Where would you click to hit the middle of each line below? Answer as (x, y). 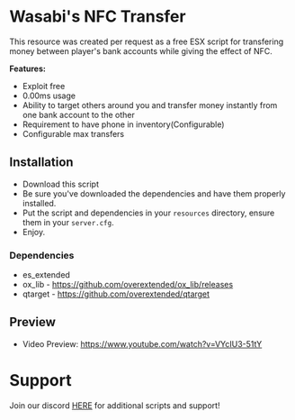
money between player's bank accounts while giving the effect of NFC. (141, 50)
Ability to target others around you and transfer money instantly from (150, 105)
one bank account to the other (78, 114)
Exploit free (44, 86)
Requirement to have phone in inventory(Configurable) (123, 124)
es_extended (46, 275)
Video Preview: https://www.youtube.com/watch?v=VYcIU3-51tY (142, 343)
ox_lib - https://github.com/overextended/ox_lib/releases (128, 285)
